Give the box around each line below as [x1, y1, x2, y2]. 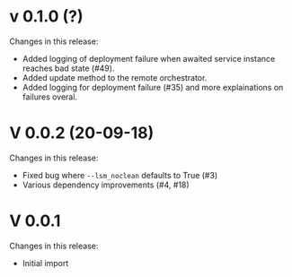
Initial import [22, 257, 69, 268]
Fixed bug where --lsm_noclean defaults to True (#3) [22, 169, 218, 180]
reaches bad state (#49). [22, 63, 115, 74]
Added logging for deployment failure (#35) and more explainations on [22, 82, 284, 92]
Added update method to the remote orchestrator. [22, 72, 208, 82]
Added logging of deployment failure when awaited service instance [22, 53, 276, 64]
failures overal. [22, 91, 78, 102]
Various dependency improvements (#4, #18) [22, 179, 190, 190]
